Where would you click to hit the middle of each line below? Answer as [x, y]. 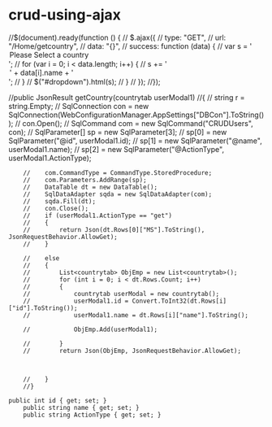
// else [41, 258]
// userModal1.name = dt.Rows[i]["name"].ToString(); [136, 315]
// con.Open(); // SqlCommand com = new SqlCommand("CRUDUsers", [134, 123]
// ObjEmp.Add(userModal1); [91, 329]
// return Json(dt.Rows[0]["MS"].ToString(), [114, 229]
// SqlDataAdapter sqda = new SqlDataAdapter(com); [118, 194]
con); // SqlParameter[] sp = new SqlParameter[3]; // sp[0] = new [118, 132]
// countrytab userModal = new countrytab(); [121, 294]
